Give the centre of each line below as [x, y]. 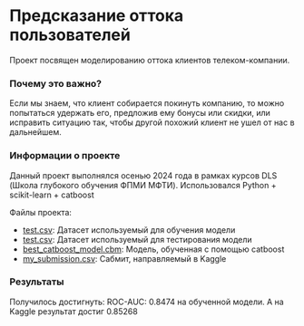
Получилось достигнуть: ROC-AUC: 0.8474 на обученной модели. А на [147, 302]
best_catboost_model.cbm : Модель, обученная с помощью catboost [153, 249]
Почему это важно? [56, 83]
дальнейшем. [35, 132]
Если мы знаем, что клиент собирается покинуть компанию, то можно [147, 103]
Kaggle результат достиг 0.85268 [74, 311]
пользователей [70, 35]
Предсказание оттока [97, 16]
